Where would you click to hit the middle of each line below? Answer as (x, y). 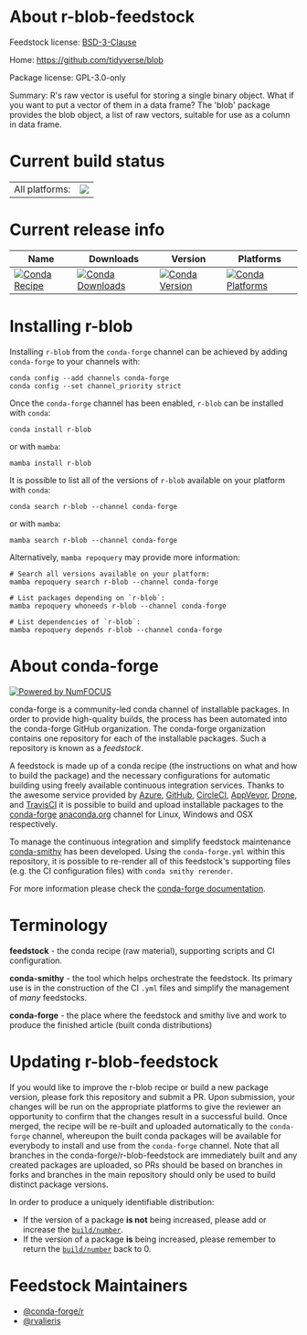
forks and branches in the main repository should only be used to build (143, 1174)
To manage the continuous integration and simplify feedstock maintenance (150, 842)
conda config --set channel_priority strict (95, 386)
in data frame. (36, 124)
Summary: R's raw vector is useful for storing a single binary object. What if (152, 95)
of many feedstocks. (48, 997)
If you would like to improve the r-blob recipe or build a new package (139, 1087)
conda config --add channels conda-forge (90, 378)
